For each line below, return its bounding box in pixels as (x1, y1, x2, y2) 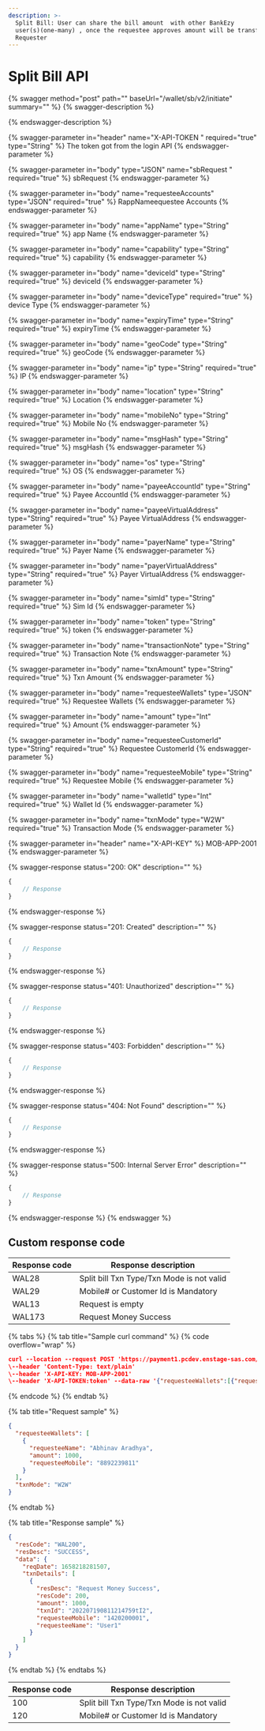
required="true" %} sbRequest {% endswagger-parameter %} (8, 173, 211, 183)
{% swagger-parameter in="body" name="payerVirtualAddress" (8, 561, 218, 571)
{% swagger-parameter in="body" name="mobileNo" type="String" (8, 410, 229, 420)
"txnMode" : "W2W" (15, 1481, 73, 1489)
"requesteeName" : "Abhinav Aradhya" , (28, 1444, 154, 1452)
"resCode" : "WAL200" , (15, 1541, 87, 1548)
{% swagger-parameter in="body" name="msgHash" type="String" (8, 434, 229, 443)
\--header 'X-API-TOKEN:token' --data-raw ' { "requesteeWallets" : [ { (8, 1377, 235, 1386)
